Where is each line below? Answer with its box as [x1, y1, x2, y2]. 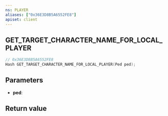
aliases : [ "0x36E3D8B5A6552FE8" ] [5, 12, 77, 17]
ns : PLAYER [5, 7, 29, 13]
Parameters [5, 76, 43, 84]
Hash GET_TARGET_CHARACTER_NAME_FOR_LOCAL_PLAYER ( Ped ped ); [5, 62, 136, 67]
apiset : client [5, 17, 38, 22]
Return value [5, 104, 47, 113]
